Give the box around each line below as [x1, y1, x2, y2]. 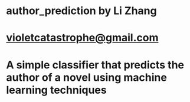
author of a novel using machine [6, 71, 167, 84]
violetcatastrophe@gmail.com [6, 31, 159, 45]
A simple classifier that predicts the [6, 58, 185, 71]
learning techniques [6, 83, 107, 97]
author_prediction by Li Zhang [6, 4, 158, 18]
